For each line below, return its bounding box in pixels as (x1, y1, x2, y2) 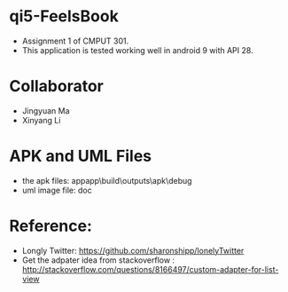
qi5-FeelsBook (9, 6, 120, 27)
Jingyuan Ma (21, 105, 70, 116)
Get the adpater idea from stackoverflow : (21, 255, 175, 265)
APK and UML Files (9, 146, 152, 166)
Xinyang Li (21, 114, 61, 125)
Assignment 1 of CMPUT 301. (21, 36, 129, 46)
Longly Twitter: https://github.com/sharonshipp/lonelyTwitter (21, 245, 245, 256)
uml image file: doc (21, 185, 92, 195)
